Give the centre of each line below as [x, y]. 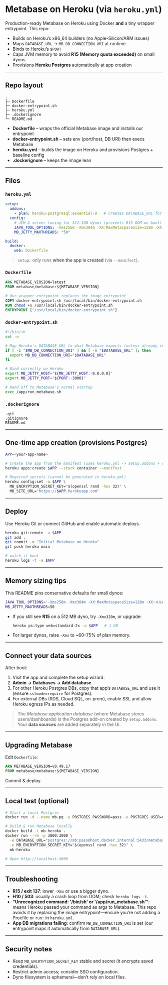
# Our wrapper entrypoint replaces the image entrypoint [66, 296]
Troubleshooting [32, 879]
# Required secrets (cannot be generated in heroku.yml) [66, 477]
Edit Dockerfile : [22, 757]
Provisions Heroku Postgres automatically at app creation [72, 65]
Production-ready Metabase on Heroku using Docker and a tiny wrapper [80, 23]
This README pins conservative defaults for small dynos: [64, 593]
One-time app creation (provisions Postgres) [76, 443]
